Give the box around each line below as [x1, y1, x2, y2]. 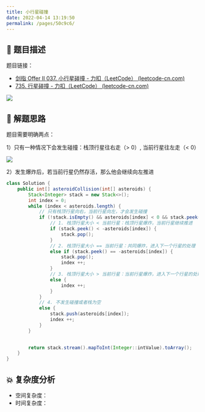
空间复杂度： [15, 391, 48, 399]
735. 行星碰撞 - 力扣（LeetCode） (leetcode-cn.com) [15, 82, 149, 90]
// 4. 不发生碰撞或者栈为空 [38, 300, 101, 306]
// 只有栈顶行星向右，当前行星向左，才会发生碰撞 [38, 209, 148, 215]
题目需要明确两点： [6, 131, 55, 138]
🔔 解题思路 [6, 114, 46, 124]
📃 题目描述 [6, 44, 46, 55]
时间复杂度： [15, 399, 48, 407]
